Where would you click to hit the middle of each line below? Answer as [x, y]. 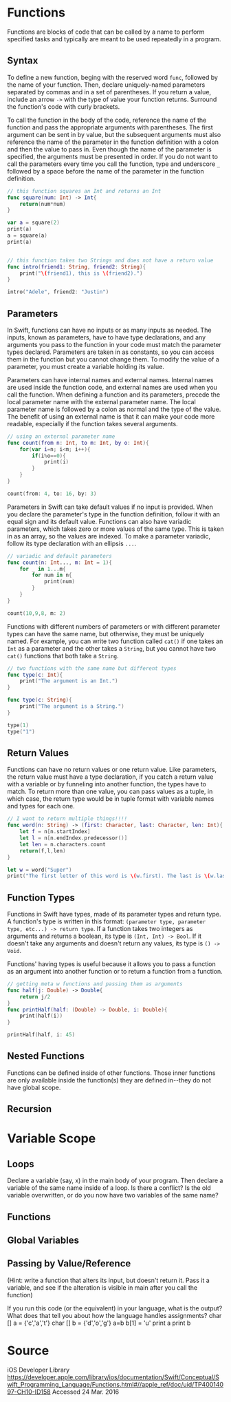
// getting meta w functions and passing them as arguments [95, 984]
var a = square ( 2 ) [33, 223]
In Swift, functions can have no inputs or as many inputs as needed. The [109, 330]
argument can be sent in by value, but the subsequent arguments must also [114, 134]
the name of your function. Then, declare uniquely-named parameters [106, 85]
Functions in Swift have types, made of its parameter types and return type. [114, 914]
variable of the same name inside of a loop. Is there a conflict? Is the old [109, 1188]
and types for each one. [41, 806]
